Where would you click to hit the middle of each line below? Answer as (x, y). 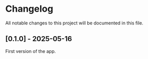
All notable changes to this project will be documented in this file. (75, 23)
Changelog (29, 9)
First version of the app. (31, 51)
